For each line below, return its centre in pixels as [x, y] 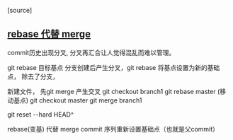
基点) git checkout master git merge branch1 [78, 100]
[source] [20, 10]
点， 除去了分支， [33, 76]
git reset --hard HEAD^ [41, 114]
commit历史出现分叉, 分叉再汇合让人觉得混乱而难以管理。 [91, 52]
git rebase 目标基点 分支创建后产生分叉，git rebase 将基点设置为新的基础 [114, 67]
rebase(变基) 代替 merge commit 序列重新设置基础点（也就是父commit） [113, 129]
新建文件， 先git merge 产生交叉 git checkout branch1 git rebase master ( [114, 91]
